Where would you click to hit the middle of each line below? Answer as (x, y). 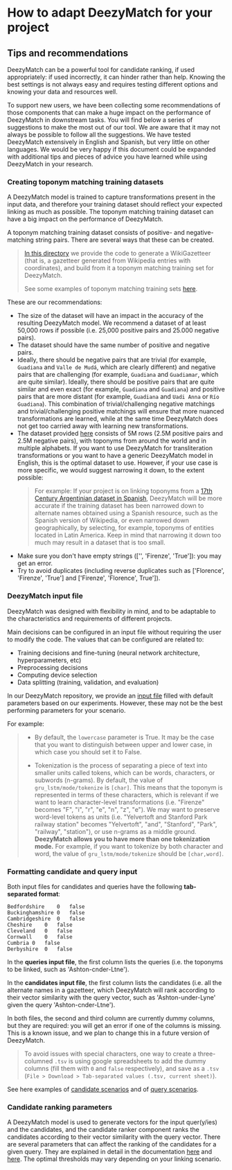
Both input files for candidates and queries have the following (95, 886)
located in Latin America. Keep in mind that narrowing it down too (128, 535)
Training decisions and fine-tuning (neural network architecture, (108, 653)
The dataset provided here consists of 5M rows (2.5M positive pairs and (120, 434)
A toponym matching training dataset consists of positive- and (96, 233)
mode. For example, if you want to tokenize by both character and (129, 846)
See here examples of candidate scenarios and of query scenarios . (103, 1089)
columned (38, 1061)
